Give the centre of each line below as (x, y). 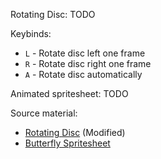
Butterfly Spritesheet (67, 143)
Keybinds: (31, 33)
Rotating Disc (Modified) (75, 132)
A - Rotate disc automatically (83, 74)
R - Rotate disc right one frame (88, 63)
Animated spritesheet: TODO (69, 93)
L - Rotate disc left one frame (85, 53)
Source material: (44, 113)
